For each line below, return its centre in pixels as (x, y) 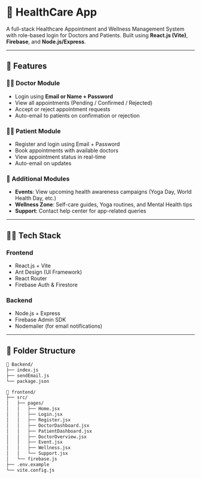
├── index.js (22, 370)
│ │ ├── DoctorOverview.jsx (46, 437)
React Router (31, 278)
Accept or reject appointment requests (63, 109)
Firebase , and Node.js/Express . (46, 41)
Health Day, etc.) (36, 198)
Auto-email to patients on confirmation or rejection (77, 115)
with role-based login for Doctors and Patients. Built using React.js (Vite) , (97, 35)
